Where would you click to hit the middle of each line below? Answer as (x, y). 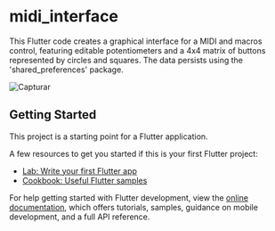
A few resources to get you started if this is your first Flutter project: (133, 153)
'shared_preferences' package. (67, 70)
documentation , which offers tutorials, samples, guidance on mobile (133, 207)
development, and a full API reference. (80, 217)
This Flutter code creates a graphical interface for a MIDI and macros (136, 41)
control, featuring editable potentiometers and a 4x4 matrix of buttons (137, 50)
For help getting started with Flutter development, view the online (129, 197)
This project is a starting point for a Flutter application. (109, 136)
